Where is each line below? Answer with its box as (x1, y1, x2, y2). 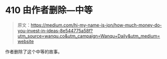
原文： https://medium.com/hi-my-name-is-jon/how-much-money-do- (17, 22, 162, 28)
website (17, 38, 34, 44)
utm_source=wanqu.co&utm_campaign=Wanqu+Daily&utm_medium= (17, 33, 160, 39)
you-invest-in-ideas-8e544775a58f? (17, 27, 93, 33)
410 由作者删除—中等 (5, 4, 93, 16)
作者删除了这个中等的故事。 (5, 48, 62, 54)
